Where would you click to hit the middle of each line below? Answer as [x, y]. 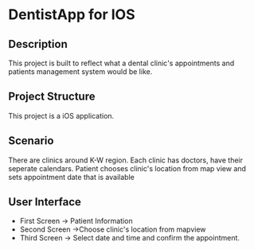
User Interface [45, 202]
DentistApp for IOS [72, 15]
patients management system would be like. [80, 72]
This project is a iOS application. [61, 115]
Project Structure [52, 97]
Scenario [31, 141]
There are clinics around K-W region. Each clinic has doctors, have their [125, 160]
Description [38, 44]
